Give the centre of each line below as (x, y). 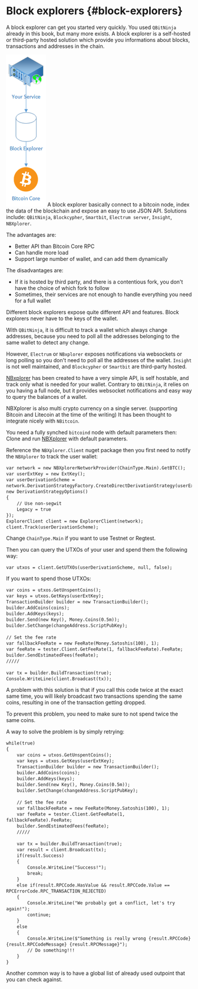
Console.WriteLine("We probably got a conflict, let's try (101, 903)
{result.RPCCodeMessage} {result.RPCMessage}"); (67, 944)
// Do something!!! (51, 950)
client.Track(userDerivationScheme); (52, 527)
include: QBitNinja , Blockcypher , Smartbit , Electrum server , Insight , (89, 217)
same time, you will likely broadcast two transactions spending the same (94, 696)
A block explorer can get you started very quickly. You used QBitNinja (91, 27)
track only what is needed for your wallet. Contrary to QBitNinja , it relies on (98, 384)
